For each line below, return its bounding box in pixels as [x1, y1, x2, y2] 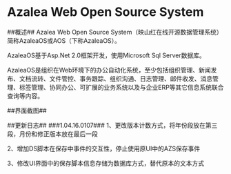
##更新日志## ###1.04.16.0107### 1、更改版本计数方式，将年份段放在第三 [7, 121, 218, 129]
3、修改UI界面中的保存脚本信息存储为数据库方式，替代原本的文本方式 [7, 159, 205, 167]
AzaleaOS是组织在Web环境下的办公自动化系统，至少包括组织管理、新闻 [7, 66, 212, 74]
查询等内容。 [7, 91, 43, 100]
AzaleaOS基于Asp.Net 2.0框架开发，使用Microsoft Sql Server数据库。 [7, 51, 205, 59]
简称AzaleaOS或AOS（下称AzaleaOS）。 [7, 36, 121, 45]
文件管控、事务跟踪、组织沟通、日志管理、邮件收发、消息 [49, 74, 212, 83]
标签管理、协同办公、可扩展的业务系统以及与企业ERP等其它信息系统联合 [19, 83, 224, 91]
